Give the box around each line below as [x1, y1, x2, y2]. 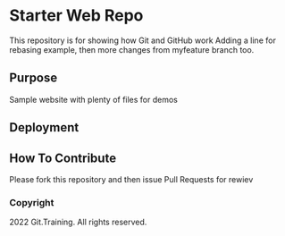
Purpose [9, 71, 58, 86]
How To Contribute [9, 150, 117, 165]
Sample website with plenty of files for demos [9, 94, 179, 105]
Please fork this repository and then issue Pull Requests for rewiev [9, 173, 254, 184]
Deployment [9, 120, 80, 135]
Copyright [9, 196, 54, 208]
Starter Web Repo [9, 5, 144, 26]
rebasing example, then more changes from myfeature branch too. [9, 44, 255, 55]
